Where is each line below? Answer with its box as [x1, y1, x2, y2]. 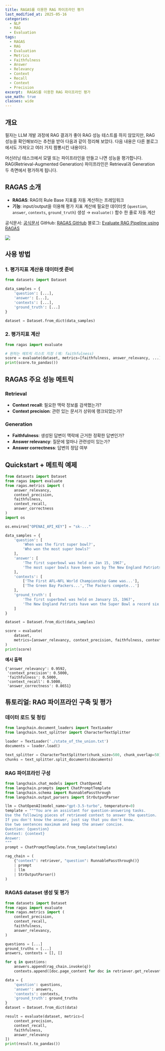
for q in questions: [5, 959, 48, 965]
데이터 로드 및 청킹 [5, 714, 46, 721]
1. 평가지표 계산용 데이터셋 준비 [5, 266, 74, 273]
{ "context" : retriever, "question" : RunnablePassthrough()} [14, 859, 139, 863]
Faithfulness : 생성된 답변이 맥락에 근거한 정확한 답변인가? [12, 433, 124, 439]
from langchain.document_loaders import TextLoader [5, 726, 113, 731]
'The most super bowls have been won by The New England [23, 565, 141, 570]
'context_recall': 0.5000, [7, 679, 63, 684]
